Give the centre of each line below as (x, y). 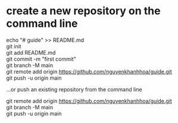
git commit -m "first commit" (41, 59)
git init (14, 46)
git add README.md (31, 52)
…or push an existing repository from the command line (74, 89)
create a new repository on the (83, 11)
